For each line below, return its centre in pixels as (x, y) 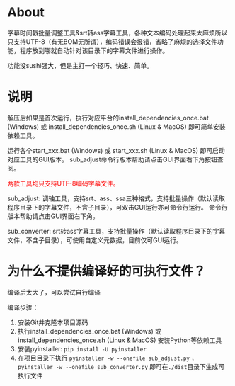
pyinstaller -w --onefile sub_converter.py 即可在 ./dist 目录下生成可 (121, 366)
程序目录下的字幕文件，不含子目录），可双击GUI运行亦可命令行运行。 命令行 (117, 207)
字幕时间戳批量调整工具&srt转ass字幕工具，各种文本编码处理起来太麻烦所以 (117, 33)
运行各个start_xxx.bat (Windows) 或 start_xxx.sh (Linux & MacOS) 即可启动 (116, 150)
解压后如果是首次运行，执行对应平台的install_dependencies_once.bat (108, 118)
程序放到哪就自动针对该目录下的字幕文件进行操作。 (94, 50)
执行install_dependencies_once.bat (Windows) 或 (89, 331)
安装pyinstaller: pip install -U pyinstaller (82, 348)
